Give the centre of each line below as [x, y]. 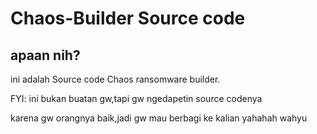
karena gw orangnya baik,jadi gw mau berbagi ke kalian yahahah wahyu [159, 118]
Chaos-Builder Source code [128, 18]
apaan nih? [45, 55]
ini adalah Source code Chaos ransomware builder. [115, 79]
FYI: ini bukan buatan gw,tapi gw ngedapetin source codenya [136, 98]
